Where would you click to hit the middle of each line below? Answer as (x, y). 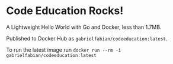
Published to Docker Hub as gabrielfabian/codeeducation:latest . (87, 38)
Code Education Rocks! (65, 11)
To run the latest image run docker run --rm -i (64, 50)
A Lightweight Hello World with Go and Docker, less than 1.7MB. (84, 27)
